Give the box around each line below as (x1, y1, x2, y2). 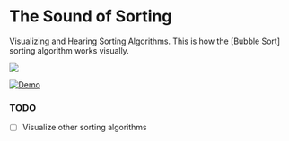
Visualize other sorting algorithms (22, 122, 147, 133)
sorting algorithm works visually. (9, 45, 130, 55)
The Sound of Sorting (9, 6, 172, 27)
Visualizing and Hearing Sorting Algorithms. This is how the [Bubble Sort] (9, 36, 281, 46)
